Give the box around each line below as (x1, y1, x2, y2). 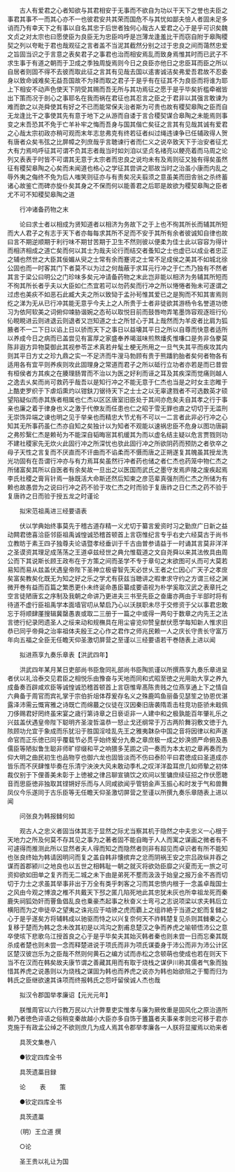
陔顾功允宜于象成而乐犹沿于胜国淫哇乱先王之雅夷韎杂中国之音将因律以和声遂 (7, 727, 228, 735)
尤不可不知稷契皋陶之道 (7, 190, 75, 198)
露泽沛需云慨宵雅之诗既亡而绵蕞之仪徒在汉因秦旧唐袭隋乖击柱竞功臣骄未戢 (7, 701, 222, 708)
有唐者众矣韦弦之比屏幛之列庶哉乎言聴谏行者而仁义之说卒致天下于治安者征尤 (7, 137, 228, 146)
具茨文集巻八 (19, 1038, 57, 1046)
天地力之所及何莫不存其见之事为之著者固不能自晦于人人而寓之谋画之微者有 (7, 835, 222, 844)
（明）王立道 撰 (19, 1128, 62, 1136)
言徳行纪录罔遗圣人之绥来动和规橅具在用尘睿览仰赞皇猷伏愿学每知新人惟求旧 (7, 618, 228, 626)
